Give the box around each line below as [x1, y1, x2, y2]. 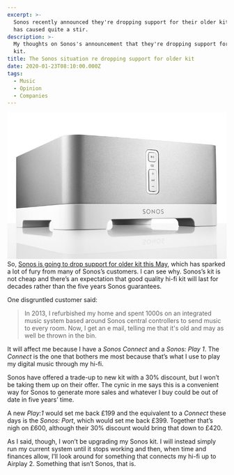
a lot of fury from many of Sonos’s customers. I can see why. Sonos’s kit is [7, 267, 221, 276]
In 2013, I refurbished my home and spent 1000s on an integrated [24, 309, 212, 317]
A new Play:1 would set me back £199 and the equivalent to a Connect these [7, 409, 226, 418]
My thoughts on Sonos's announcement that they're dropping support [13, 40, 217, 48]
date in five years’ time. [7, 395, 75, 404]
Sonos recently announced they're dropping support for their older [13, 18, 217, 26]
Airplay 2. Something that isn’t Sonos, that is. [7, 460, 136, 468]
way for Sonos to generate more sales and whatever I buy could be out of [7, 388, 219, 397]
